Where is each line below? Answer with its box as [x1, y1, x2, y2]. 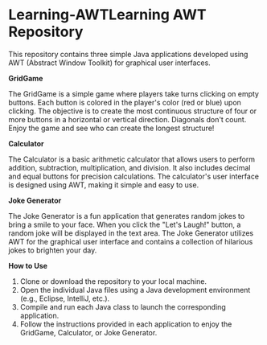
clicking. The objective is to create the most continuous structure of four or [8, 106, 257, 116]
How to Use [8, 261, 48, 270]
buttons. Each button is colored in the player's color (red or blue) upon [8, 97, 241, 107]
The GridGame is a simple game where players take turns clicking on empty [8, 88, 260, 98]
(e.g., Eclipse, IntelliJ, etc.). [19, 294, 110, 303]
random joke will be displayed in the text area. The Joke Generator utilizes [8, 228, 254, 238]
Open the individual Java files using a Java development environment [19, 285, 251, 294]
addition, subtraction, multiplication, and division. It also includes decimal [8, 162, 251, 172]
